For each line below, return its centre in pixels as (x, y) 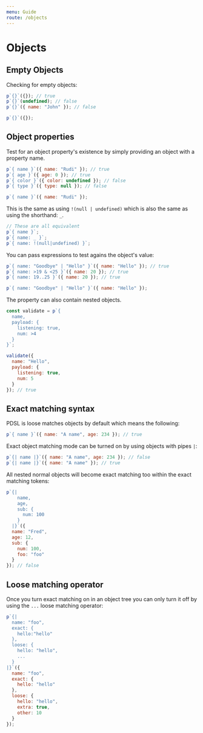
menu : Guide (21, 12)
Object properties (40, 137)
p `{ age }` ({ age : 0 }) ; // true (48, 175)
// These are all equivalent (43, 226)
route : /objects (27, 18)
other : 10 (30, 713)
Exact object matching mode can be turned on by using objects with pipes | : (102, 446)
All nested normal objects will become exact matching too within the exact (99, 474)
